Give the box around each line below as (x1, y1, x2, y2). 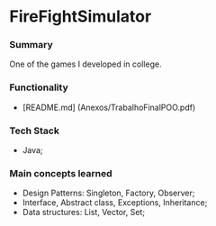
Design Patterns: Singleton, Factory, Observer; (22, 187, 195, 199)
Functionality (9, 81, 69, 94)
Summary (9, 39, 54, 51)
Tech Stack (9, 124, 60, 137)
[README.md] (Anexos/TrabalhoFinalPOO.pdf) (22, 102, 196, 113)
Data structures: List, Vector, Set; (22, 207, 146, 218)
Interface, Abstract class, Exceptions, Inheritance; (22, 197, 208, 208)
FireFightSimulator (9, 6, 152, 27)
